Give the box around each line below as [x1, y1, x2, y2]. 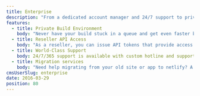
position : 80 [6, 81, 39, 87]
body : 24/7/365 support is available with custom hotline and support [17, 53, 196, 59]
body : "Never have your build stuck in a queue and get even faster [17, 31, 190, 37]
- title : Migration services [11, 58, 84, 64]
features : [6, 20, 31, 26]
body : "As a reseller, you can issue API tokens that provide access [17, 42, 193, 48]
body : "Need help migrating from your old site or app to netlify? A [17, 64, 193, 70]
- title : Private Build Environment [11, 25, 102, 32]
